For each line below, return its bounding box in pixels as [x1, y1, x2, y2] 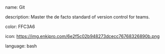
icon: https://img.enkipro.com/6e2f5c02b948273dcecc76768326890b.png [5, 33, 160, 39]
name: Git [5, 4, 25, 10]
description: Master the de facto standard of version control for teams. [5, 14, 150, 19]
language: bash [5, 43, 37, 49]
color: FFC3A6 [5, 23, 35, 29]
